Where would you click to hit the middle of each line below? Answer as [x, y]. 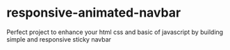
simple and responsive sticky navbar [59, 39]
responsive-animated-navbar [94, 13]
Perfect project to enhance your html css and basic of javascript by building [115, 32]
